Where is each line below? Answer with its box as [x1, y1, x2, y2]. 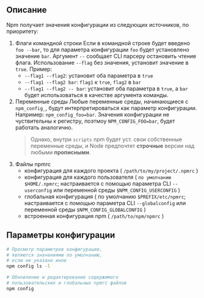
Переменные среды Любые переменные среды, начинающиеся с [15, 98, 189, 105]
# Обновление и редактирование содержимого [6, 274, 119, 280]
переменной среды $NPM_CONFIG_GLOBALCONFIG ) [24, 206, 147, 213]
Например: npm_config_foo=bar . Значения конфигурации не [15, 111, 170, 118]
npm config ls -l [6, 263, 51, 269]
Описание [6, 5, 47, 15]
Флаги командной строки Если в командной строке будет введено [15, 39, 191, 46]
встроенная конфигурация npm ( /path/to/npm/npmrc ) [24, 212, 164, 219]
